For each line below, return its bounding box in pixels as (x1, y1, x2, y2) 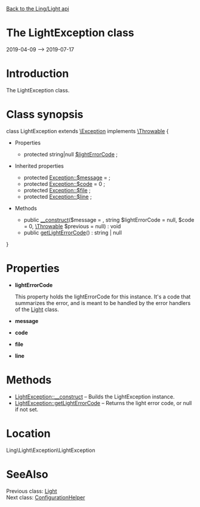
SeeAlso (6, 467, 49, 481)
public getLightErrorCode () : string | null (23, 229, 122, 236)
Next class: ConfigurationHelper (6, 494, 85, 501)
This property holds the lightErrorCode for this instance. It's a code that (14, 293, 191, 300)
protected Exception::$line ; (23, 193, 92, 200)
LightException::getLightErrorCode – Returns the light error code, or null (14, 399, 192, 406)
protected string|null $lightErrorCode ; (23, 150, 118, 158)
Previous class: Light (6, 487, 57, 494)
